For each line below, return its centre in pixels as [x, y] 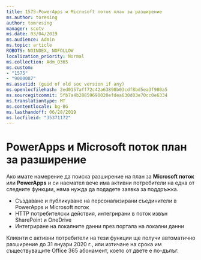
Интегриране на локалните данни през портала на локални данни [100, 226]
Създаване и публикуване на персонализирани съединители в [96, 201]
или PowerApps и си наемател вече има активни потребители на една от [100, 183]
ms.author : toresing [32, 17]
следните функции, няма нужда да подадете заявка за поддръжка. [92, 189]
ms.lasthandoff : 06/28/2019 [41, 112]
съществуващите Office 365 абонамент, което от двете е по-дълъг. [92, 251]
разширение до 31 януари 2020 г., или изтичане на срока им [84, 244]
